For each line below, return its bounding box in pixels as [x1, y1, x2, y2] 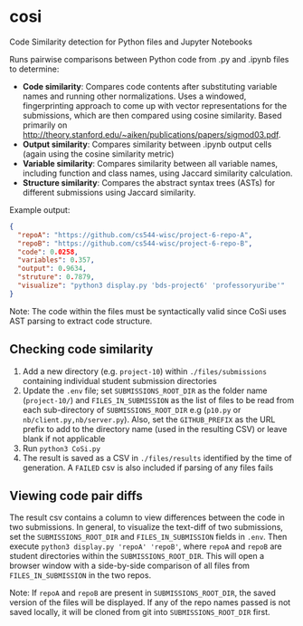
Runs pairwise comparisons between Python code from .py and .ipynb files [9, 53, 289, 64]
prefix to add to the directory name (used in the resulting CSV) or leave [22, 423, 288, 434]
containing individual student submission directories [22, 375, 217, 386]
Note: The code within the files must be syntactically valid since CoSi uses [9, 305, 287, 316]
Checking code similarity [9, 342, 154, 357]
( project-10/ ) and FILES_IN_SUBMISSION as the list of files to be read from [22, 394, 295, 405]
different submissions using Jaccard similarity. [22, 187, 196, 197]
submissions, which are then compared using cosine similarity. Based [22, 110, 282, 120]
